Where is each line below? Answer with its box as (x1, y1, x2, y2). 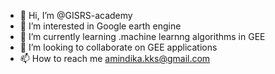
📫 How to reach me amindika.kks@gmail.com (19, 53, 211, 64)
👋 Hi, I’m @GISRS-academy (19, 10, 133, 21)
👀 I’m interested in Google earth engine (19, 20, 182, 32)
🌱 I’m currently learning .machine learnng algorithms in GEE (19, 31, 266, 42)
